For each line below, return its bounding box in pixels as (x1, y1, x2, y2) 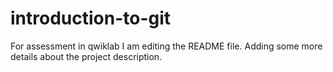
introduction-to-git (10, 7, 172, 30)
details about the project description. (10, 50, 163, 62)
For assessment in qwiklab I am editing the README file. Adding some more (10, 40, 323, 52)
